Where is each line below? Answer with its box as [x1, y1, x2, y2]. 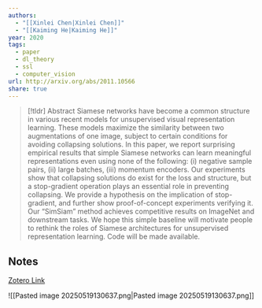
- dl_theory [15, 56, 55, 64]
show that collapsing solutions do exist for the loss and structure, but [27, 173, 252, 183]
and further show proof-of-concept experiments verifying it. [58, 199, 253, 208]
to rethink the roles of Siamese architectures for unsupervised [27, 224, 229, 233]
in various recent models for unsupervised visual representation [27, 115, 235, 124]
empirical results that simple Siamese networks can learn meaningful [27, 148, 252, 158]
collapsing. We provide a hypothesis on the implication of [27, 190, 214, 199]
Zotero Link [8, 276, 46, 285]
